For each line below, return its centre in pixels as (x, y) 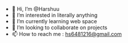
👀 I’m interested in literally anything (55, 15)
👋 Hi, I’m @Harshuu (36, 9)
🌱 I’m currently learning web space (54, 21)
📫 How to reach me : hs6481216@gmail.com (67, 34)
